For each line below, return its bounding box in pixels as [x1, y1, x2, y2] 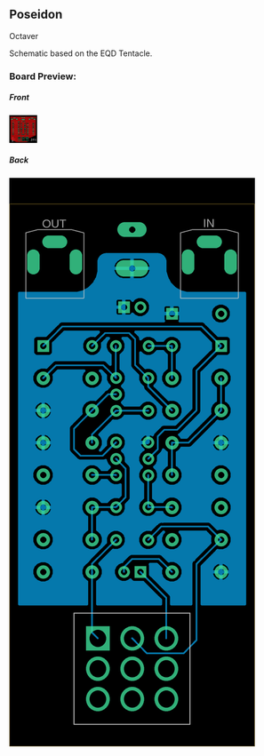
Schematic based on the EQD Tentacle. [9, 48, 153, 59]
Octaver [9, 30, 39, 41]
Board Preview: [9, 70, 77, 83]
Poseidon [9, 7, 63, 22]
